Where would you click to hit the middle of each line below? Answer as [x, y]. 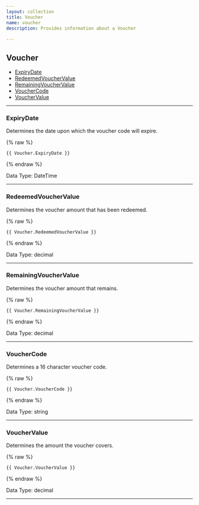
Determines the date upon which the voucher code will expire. [82, 131]
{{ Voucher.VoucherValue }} [41, 468]
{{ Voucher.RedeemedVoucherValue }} [51, 232]
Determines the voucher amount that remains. [62, 288]
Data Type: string [27, 412]
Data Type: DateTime [32, 176]
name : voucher [24, 23]
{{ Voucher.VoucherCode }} [39, 389]
